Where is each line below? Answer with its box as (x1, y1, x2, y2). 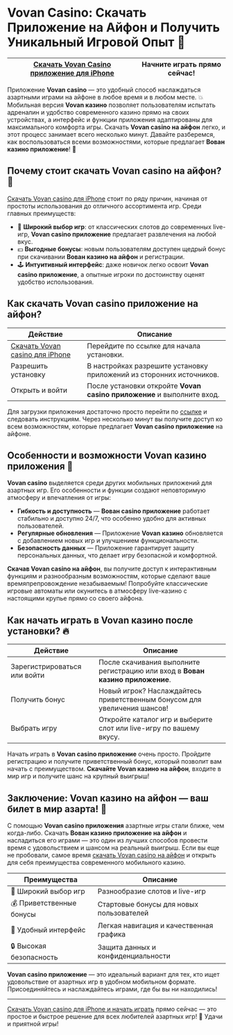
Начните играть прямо (141, 59, 222, 69)
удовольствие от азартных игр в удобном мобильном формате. (7, 977, 196, 986)
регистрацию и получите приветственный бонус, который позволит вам (7, 757, 222, 766)
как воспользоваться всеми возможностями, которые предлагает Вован (7, 137, 225, 146)
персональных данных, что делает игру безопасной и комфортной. (17, 551, 218, 559)
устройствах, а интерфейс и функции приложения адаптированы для (7, 115, 213, 124)
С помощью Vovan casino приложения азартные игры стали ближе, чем (7, 821, 225, 830)
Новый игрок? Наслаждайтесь (98, 686, 202, 696)
